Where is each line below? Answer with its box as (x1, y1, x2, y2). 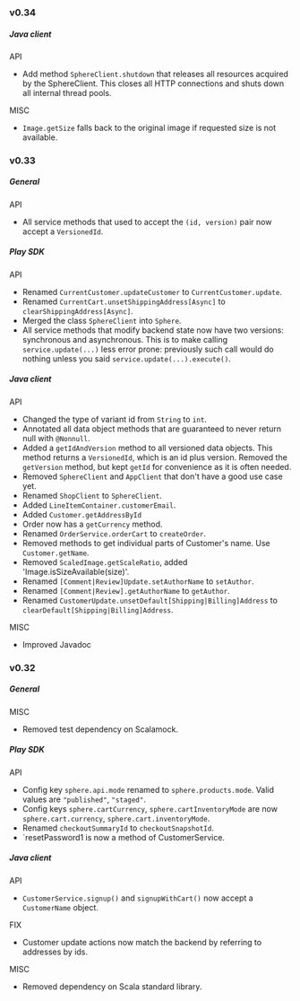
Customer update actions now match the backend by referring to (21, 936, 262, 947)
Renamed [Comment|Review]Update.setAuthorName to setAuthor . (21, 576, 254, 587)
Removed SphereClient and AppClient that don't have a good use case (21, 471, 284, 482)
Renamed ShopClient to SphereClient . (21, 490, 163, 501)
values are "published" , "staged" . (21, 794, 146, 805)
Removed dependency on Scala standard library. (21, 980, 202, 992)
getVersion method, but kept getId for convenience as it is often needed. (21, 461, 292, 472)
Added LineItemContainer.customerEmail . (21, 500, 176, 510)
